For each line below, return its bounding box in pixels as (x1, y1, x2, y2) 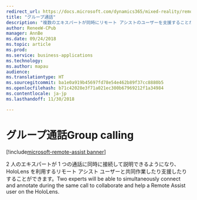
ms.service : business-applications (6, 52, 93, 58)
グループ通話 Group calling (6, 128, 134, 142)
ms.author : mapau (6, 63, 49, 69)
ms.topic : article (6, 42, 51, 48)
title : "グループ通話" (6, 14, 56, 20)
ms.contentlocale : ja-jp (6, 91, 67, 96)
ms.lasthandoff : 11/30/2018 (6, 96, 75, 102)
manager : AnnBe (6, 31, 43, 36)
